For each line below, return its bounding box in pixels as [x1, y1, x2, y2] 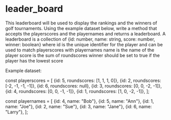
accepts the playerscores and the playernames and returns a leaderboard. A [5, 31, 166, 37]
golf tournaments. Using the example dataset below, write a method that [5, 25, 157, 31]
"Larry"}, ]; [5, 109, 28, 115]
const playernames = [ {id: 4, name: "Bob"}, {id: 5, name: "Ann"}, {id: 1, [5, 98, 154, 104]
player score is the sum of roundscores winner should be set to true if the [5, 52, 160, 58]
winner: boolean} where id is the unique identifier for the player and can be [5, 41, 163, 47]
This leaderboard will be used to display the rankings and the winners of [5, 20, 157, 26]
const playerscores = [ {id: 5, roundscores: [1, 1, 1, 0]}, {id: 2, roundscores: [5, 77, 161, 83]
